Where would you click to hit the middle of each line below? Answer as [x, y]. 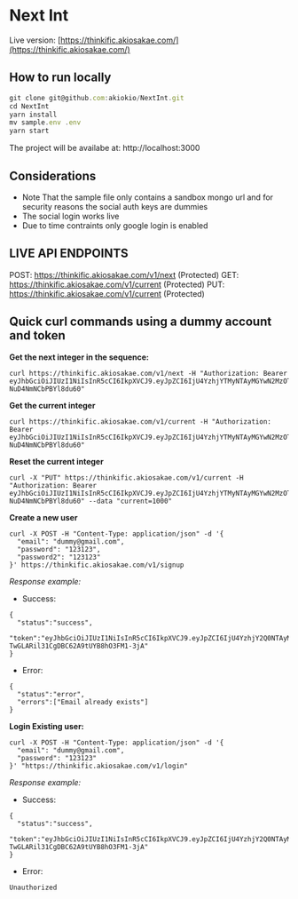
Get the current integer [52, 405]
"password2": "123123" [59, 557]
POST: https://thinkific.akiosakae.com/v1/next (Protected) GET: [124, 274]
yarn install [33, 115]
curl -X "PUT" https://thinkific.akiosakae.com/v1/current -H [126, 477]
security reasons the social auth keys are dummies [115, 206]
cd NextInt [29, 106]
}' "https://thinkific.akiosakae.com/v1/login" [99, 766]
